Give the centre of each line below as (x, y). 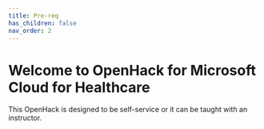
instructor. (25, 118)
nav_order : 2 (30, 30)
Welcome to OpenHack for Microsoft (132, 70)
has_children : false (43, 23)
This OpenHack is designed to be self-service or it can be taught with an (128, 110)
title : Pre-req (34, 16)
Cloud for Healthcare (79, 87)
